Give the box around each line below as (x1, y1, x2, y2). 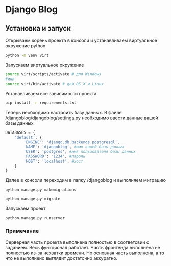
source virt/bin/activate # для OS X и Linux (5, 81, 104, 86)
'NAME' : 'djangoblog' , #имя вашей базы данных (23, 144, 125, 149)
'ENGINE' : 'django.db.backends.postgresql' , (23, 140, 120, 145)
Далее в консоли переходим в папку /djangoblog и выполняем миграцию (5, 177, 166, 183)
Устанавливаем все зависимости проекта (5, 90, 97, 96)
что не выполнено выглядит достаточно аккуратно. (5, 255, 118, 261)
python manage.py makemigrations (5, 187, 77, 192)
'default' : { (14, 135, 42, 140)
